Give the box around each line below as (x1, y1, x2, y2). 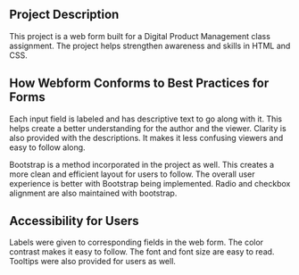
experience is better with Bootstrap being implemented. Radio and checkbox (9, 178, 291, 188)
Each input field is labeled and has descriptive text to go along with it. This (9, 113, 283, 124)
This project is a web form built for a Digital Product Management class (9, 30, 270, 41)
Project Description (9, 7, 120, 22)
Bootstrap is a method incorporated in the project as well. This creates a (9, 159, 275, 170)
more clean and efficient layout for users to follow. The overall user (9, 169, 256, 179)
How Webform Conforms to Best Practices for (9, 76, 270, 91)
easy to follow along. (9, 142, 87, 153)
